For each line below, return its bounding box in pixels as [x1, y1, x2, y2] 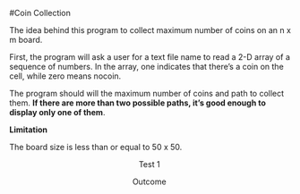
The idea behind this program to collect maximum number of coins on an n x [9, 25, 291, 35]
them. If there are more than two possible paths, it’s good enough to [9, 97, 267, 108]
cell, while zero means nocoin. [9, 71, 122, 81]
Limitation [9, 124, 47, 135]
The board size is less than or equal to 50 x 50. [9, 142, 183, 152]
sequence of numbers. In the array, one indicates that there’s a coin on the [9, 62, 284, 72]
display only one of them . [9, 107, 106, 117]
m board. [9, 35, 43, 45]
